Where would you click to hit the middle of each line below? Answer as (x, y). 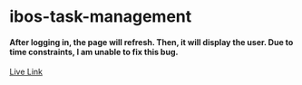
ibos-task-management (101, 17)
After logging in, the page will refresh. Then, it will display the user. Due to (151, 42)
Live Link (26, 72)
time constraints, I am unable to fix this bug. (94, 52)
